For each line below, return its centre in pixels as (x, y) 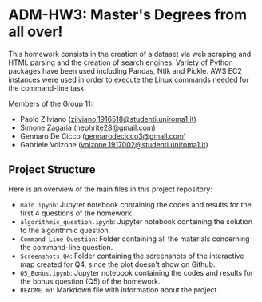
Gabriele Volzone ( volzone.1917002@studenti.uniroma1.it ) (114, 144)
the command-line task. (47, 88)
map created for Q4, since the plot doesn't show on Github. (117, 264)
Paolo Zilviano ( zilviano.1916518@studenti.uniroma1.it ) (108, 119)
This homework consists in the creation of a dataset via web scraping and (130, 54)
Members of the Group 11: (51, 103)
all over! (36, 32)
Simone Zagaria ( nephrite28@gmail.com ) (87, 127)
